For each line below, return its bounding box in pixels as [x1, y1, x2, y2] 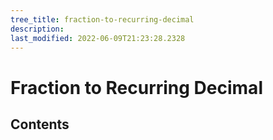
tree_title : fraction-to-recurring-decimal [10, 14, 195, 25]
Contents [10, 116, 70, 133]
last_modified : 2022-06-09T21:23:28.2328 [10, 33, 186, 43]
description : [10, 24, 65, 34]
